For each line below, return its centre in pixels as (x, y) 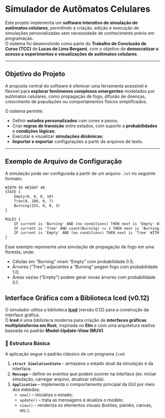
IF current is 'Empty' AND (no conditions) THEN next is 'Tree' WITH (87, 233)
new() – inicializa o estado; (46, 395)
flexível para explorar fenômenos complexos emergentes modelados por (80, 91)
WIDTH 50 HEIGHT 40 (25, 188)
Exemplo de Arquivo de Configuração (64, 161)
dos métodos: (26, 390)
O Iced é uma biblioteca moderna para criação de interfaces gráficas (76, 320)
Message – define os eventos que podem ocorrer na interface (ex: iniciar (84, 374)
